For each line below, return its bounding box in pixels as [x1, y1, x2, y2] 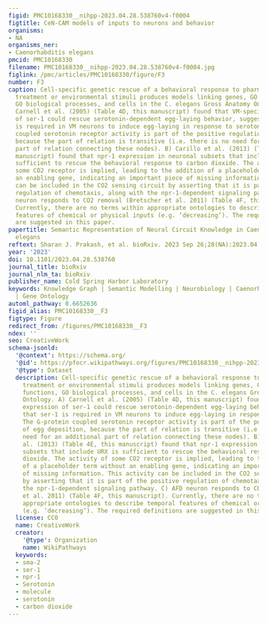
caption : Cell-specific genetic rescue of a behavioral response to [8, 85, 240, 94]
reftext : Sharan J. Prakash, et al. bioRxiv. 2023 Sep [8, 241, 194, 249]
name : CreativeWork [15, 521, 80, 529]
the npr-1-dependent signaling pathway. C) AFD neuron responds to [22, 484, 250, 493]
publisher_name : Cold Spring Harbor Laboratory [8, 277, 169, 286]
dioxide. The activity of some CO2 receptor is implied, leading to [22, 455, 254, 463]
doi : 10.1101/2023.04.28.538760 [8, 255, 115, 263]
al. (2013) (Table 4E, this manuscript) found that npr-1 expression [22, 440, 258, 448]
